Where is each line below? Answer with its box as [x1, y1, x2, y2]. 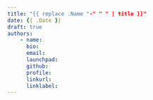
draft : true [7, 23, 42, 30]
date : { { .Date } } [7, 17, 61, 24]
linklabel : [25, 82, 59, 89]
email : [25, 50, 46, 57]
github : [25, 63, 49, 70]
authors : [7, 30, 33, 37]
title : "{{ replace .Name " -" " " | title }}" [7, 10, 147, 18]
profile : [25, 69, 52, 76]
